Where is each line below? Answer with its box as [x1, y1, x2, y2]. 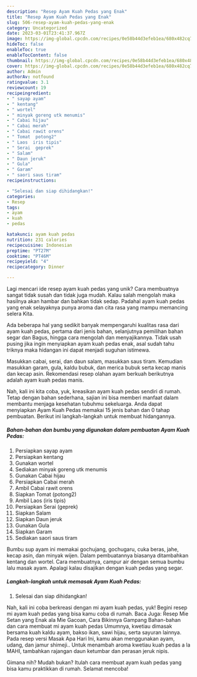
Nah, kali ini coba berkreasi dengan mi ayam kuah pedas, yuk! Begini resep [6, 604, 188, 611]
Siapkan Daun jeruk [15, 515, 63, 522]
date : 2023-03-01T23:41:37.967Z [6, 30, 85, 36]
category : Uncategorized [6, 25, 67, 31]
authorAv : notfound [6, 74, 54, 80]
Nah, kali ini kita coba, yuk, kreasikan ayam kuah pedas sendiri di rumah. [6, 388, 182, 394]
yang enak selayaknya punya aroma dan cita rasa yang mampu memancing [6, 304, 188, 311]
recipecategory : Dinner [6, 264, 65, 270]
